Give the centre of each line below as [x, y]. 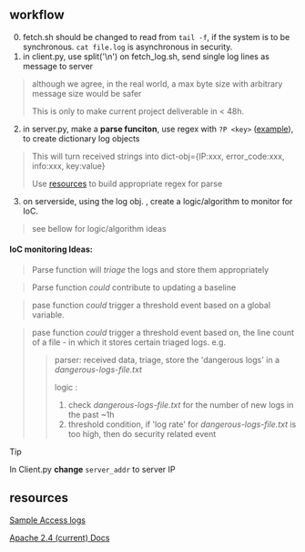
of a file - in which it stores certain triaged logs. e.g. [128, 342]
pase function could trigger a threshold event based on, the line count [163, 333]
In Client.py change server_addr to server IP [92, 470]
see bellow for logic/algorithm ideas [99, 228]
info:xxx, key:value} [69, 166]
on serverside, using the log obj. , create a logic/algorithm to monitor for [158, 201]
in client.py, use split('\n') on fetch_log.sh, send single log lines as [146, 56]
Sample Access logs [48, 520]
